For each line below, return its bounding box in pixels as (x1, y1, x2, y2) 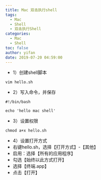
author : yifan (5, 50, 36, 55)
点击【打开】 (12, 169, 40, 176)
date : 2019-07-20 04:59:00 (5, 55, 63, 60)
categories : (5, 31, 31, 36)
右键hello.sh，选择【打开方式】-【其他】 (12, 144, 98, 150)
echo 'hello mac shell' (5, 108, 56, 114)
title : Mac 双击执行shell (5, 7, 58, 13)
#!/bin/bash (5, 99, 31, 105)
